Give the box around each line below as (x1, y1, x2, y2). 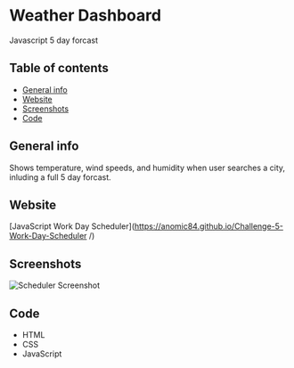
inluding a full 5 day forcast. (9, 171, 111, 183)
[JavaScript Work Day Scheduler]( (9, 221, 135, 232)
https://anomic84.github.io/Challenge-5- (134, 221, 283, 232)
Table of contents (9, 61, 109, 76)
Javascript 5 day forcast (9, 35, 99, 45)
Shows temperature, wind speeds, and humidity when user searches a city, (9, 162, 286, 173)
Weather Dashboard (9, 5, 162, 26)
